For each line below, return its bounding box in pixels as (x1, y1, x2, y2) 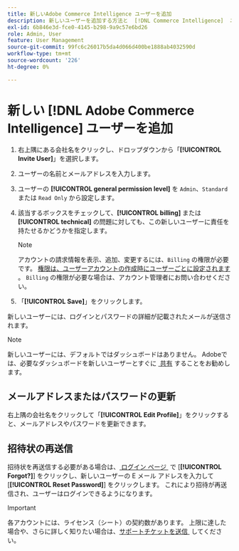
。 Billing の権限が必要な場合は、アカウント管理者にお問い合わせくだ (17, 273, 225, 281)
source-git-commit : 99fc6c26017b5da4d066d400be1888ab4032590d (7, 43, 196, 51)
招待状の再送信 (7, 442, 73, 454)
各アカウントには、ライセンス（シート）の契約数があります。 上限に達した (7, 518, 227, 527)
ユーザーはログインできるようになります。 (32, 489, 156, 498)
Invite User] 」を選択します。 (17, 154, 103, 162)
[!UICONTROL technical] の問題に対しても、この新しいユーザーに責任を (17, 217, 230, 226)
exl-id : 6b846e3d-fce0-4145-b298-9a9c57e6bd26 (7, 23, 148, 31)
